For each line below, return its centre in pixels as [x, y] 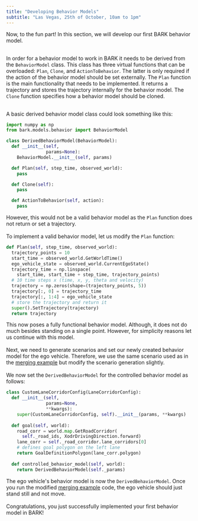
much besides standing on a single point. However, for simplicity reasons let [99, 331]
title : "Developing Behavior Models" [53, 12]
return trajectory [34, 313]
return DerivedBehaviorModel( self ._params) [71, 469]
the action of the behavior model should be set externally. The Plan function [98, 77]
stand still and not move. [36, 494]
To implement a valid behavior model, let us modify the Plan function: [90, 236]
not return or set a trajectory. [41, 224]
